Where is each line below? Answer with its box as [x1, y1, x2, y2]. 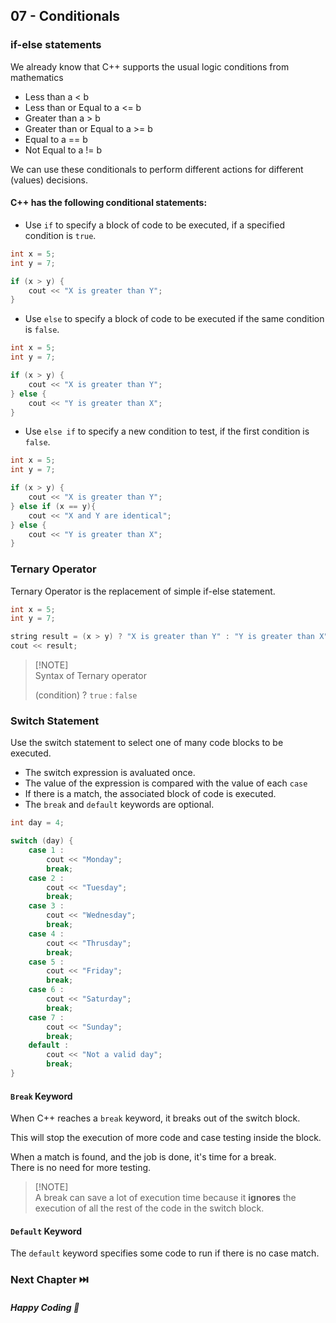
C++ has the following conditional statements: [10, 197, 208, 209]
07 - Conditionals [10, 8, 121, 25]
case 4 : [28, 929, 65, 939]
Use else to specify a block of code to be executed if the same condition [24, 313, 325, 325]
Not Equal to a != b [24, 144, 103, 156]
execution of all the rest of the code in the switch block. [34, 1202, 265, 1214]
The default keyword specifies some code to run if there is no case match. [10, 1247, 320, 1259]
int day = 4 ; [10, 818, 65, 828]
